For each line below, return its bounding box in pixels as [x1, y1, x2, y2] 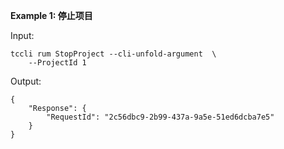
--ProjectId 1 [28, 58, 87, 68]
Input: [10, 30, 35, 41]
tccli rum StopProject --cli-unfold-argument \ [10, 49, 217, 59]
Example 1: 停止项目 [10, 10, 93, 21]
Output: [10, 75, 42, 87]
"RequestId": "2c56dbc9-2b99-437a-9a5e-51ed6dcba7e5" [46, 112, 275, 122]
